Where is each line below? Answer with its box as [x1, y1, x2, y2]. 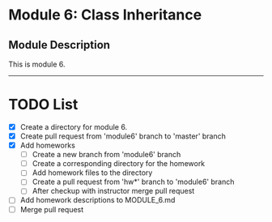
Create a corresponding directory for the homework [32, 159, 206, 169]
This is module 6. [8, 59, 66, 69]
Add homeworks [19, 140, 75, 151]
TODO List [8, 96, 79, 114]
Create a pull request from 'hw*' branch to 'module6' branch [32, 177, 235, 187]
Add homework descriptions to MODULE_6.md [19, 195, 176, 205]
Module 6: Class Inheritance [8, 6, 202, 24]
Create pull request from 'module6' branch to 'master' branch [19, 131, 227, 141]
